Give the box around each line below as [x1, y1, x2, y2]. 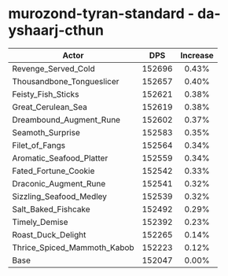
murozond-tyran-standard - [8, 5, 195, 23]
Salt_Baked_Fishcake [12, 204, 90, 215]
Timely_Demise [12, 216, 68, 227]
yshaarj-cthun [8, 21, 105, 39]
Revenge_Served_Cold [12, 63, 96, 74]
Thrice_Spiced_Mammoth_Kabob [12, 241, 135, 252]
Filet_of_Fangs [12, 139, 65, 150]
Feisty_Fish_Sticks [12, 88, 79, 99]
